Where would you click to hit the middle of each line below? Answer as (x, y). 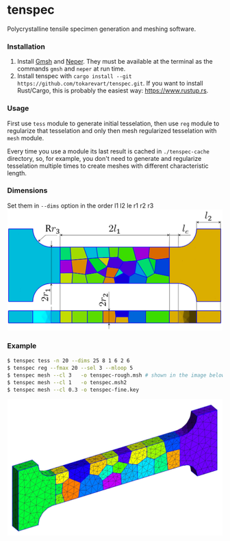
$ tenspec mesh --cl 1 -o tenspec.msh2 (67, 382)
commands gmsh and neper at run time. (71, 69)
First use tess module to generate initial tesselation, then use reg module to (113, 123)
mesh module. (26, 138)
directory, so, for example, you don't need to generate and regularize (104, 158)
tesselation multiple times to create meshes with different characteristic (108, 166)
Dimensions (27, 190)
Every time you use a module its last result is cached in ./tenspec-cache (108, 151)
